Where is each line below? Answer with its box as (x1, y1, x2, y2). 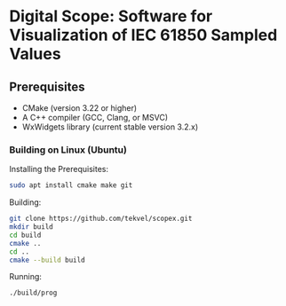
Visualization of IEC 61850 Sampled (9, 25, 278, 45)
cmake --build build (9, 255, 86, 264)
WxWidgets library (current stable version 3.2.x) (21, 122, 199, 132)
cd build (9, 231, 42, 239)
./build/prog (9, 288, 58, 298)
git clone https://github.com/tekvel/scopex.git (9, 215, 193, 224)
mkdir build (9, 223, 53, 231)
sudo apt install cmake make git (9, 181, 133, 190)
